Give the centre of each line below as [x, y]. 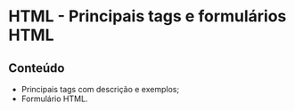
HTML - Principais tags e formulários [147, 16]
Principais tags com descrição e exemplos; [100, 89]
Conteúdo [37, 68]
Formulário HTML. [54, 99]
